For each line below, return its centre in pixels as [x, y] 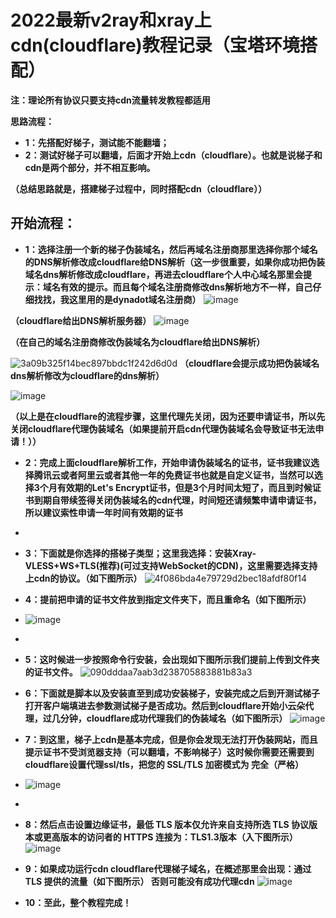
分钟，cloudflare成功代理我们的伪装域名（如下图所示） [173, 718]
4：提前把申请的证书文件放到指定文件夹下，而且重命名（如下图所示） [168, 599]
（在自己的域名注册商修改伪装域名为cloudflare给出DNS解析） [138, 342]
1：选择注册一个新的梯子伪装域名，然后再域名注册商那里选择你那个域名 [171, 249]
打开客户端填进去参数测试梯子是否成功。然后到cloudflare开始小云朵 [165, 705]
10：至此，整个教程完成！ [78, 902]
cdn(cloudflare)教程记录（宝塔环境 [155, 45]
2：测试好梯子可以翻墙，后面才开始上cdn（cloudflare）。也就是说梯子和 [173, 155]
